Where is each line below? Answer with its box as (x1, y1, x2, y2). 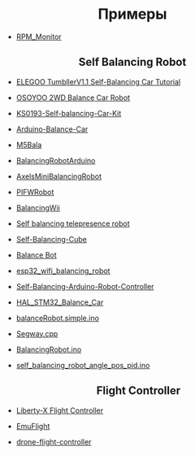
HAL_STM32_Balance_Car (15, 297, 104, 307)
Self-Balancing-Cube (15, 234, 88, 244)
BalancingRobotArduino (15, 155, 96, 165)
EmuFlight (15, 421, 50, 431)
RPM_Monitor (15, 32, 63, 41)
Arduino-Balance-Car (15, 123, 89, 134)
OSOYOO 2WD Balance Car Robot (15, 93, 131, 102)
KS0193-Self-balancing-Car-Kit (15, 108, 122, 118)
